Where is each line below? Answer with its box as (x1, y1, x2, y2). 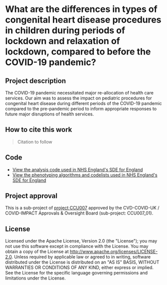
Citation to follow (17, 138, 52, 144)
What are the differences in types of (5, 3, 158, 15)
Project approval (5, 191, 58, 200)
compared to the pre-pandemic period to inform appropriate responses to (5, 106, 157, 111)
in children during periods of (5, 25, 126, 36)
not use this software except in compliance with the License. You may (5, 243, 149, 249)
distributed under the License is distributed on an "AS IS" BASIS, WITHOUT (5, 259, 160, 265)
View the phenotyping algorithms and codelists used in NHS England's (12, 171, 158, 178)
